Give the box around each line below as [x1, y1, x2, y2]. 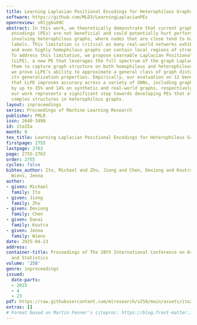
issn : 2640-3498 [6, 118, 46, 124]
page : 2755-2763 [6, 151, 46, 157]
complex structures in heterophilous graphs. [11, 96, 125, 102]
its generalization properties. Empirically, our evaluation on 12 [11, 74, 180, 80]
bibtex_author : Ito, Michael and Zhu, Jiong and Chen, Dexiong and [6, 167, 175, 174]
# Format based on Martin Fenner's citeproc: [6, 310, 119, 316]
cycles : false [6, 162, 41, 168]
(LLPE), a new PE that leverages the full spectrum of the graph [11, 58, 175, 64]
